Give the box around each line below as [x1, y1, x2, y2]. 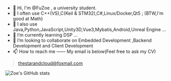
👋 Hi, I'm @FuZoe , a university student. [12, 5, 97, 11]
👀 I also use [12, 21, 37, 27]
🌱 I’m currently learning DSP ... [12, 32, 78, 38]
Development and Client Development [12, 43, 93, 48]
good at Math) [12, 16, 43, 21]
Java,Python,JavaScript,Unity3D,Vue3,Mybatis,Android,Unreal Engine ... [12, 26, 166, 33]
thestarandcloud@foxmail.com [17, 60, 83, 66]
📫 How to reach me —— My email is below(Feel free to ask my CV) [12, 48, 156, 55]
